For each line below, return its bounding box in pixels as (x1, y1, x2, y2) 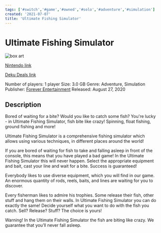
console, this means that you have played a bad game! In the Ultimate (5, 153, 144, 159)
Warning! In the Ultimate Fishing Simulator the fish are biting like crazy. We (5, 217, 154, 223)
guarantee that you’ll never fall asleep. (5, 222, 81, 228)
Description (5, 100, 41, 109)
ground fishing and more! (5, 124, 56, 130)
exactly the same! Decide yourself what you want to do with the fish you (5, 202, 149, 209)
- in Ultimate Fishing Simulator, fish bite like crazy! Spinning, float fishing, (5, 118, 151, 124)
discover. (5, 183, 23, 189)
